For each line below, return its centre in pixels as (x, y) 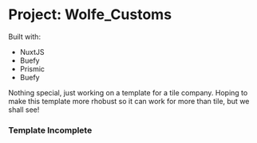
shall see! (24, 110)
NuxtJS (32, 52)
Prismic (32, 68)
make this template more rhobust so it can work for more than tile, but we (129, 101)
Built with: (25, 37)
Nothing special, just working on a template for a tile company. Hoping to (128, 92)
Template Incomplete (50, 130)
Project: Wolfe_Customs (90, 15)
